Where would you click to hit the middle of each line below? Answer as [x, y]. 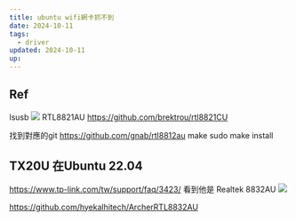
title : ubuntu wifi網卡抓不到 [62, 17]
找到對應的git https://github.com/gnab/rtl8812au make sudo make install [141, 135]
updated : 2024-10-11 [48, 51]
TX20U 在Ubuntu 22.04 [76, 166]
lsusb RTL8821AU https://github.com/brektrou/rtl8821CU [119, 117]
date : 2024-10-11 [41, 26]
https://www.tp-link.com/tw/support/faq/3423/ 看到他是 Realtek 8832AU [143, 189]
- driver [33, 42]
